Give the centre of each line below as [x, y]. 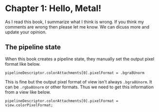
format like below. [23, 64]
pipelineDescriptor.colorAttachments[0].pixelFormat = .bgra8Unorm [75, 73]
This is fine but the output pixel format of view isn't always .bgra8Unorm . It [79, 82]
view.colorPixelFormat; [29, 105]
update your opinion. [26, 32]
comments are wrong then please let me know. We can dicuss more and [77, 27]
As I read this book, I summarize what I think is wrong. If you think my [75, 22]
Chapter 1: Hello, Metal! [53, 8]
